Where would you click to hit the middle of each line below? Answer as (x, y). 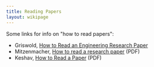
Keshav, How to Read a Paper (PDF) (58, 58)
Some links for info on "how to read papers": (60, 33)
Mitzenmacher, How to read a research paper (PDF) (77, 51)
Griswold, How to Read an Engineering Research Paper (81, 45)
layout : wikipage (27, 17)
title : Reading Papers (34, 11)
